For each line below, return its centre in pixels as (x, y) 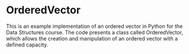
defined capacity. (27, 45)
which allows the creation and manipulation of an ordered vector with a (92, 38)
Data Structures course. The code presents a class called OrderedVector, (95, 32)
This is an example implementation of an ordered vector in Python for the (95, 26)
